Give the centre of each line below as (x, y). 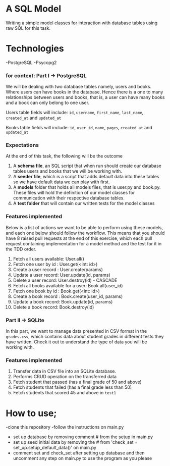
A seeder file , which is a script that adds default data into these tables (86, 177)
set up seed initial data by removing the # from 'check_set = (75, 442)
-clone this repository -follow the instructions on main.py (65, 427)
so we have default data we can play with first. (61, 182)
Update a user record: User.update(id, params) (62, 275)
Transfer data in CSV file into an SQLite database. (65, 371)
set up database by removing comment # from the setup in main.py (83, 437)
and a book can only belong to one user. (48, 103)
